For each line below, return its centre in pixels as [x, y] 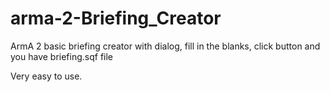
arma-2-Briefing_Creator [116, 18]
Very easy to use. [46, 76]
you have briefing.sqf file [62, 56]
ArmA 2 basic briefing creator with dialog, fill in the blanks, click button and [165, 46]
